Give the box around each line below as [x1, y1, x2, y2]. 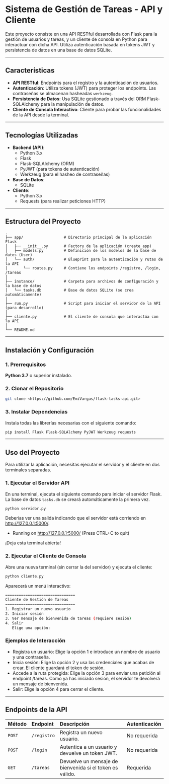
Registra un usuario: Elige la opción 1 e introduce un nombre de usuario [12, 649, 160, 655]
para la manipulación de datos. [40, 101, 105, 107]
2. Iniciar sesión [5, 611, 44, 616]
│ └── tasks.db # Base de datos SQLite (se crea [5, 288, 134, 293]
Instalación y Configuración [5, 346, 94, 354]
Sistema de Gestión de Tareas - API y [5, 4, 163, 15]
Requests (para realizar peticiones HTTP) [20, 198, 106, 204]
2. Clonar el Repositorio [5, 385, 64, 392]
